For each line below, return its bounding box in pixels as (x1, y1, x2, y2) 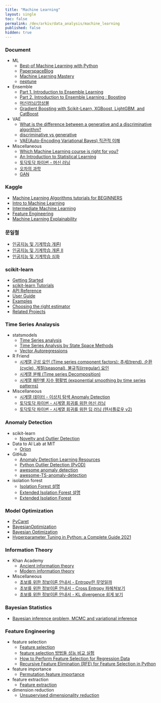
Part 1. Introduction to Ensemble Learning (19, 89, 103, 95)
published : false (5, 26, 41, 31)
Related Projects (12, 309, 46, 315)
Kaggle (5, 183, 23, 190)
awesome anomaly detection (19, 467, 78, 473)
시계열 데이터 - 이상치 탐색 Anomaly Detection (19, 394, 110, 400)
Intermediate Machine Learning (12, 205, 76, 211)
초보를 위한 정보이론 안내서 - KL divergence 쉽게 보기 (19, 592, 123, 598)
